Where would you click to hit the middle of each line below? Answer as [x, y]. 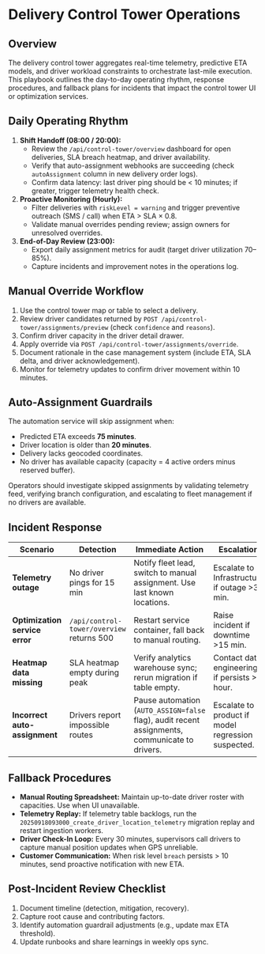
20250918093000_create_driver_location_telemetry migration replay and [137, 822]
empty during [94, 672]
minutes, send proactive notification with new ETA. [102, 865]
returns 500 [91, 638]
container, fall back [169, 630]
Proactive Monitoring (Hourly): [71, 199]
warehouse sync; [165, 668]
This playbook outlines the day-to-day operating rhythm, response [116, 79]
